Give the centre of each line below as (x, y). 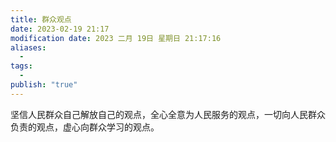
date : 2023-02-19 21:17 (60, 29)
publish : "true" (44, 85)
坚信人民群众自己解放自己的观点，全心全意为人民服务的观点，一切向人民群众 (168, 114)
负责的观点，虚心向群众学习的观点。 (85, 127)
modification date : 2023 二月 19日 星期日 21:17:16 (116, 38)
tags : (21, 66)
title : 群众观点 (41, 19)
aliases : (28, 47)
